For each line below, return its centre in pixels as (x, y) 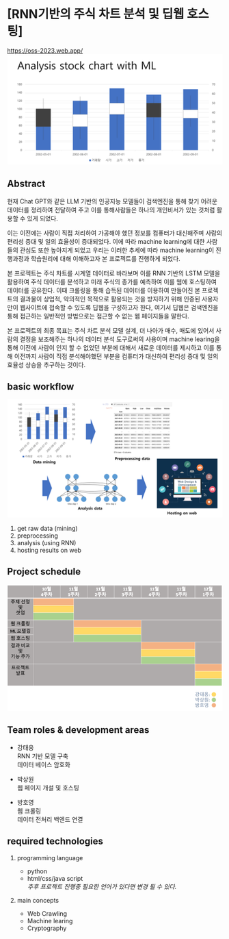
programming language (50, 857)
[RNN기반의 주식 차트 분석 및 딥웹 (96, 14)
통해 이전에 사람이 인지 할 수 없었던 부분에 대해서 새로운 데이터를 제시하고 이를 (111, 347)
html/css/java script (55, 878)
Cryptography (47, 928)
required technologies (55, 841)
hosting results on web (49, 550)
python (37, 871)
